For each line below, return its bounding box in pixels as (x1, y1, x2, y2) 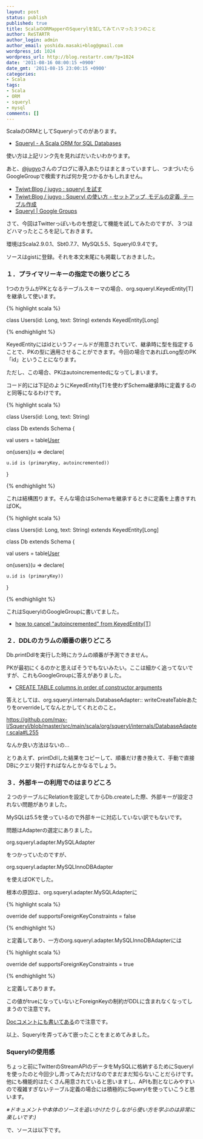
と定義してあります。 (6, 985, 59, 992)
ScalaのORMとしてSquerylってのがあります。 (6, 128, 120, 135)
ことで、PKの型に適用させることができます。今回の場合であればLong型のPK (6, 348, 197, 355)
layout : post (6, 8, 39, 15)
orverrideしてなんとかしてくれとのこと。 (16, 703, 119, 711)
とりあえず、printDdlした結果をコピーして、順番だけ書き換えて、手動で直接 (6, 754, 195, 761)
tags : (6, 82, 20, 88)
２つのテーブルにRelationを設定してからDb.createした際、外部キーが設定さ (6, 793, 194, 800)
